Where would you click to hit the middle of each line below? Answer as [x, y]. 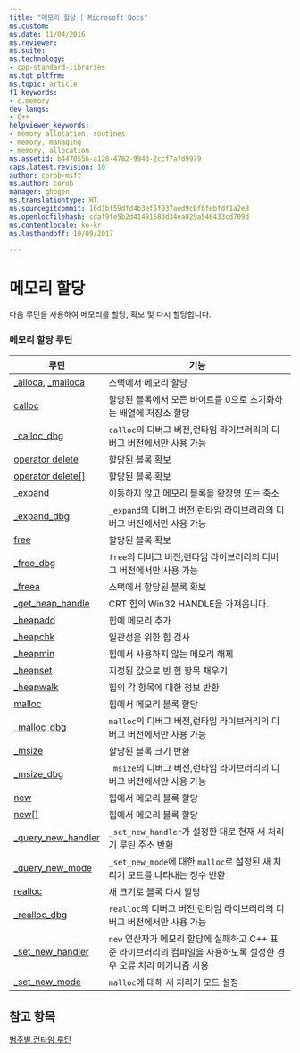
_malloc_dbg [40, 727]
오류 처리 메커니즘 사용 [164, 965]
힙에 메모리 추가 [140, 620]
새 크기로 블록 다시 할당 [154, 891]
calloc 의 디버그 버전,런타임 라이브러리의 [189, 430]
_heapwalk [37, 687]
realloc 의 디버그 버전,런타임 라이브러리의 [191, 908]
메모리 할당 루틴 [41, 340]
